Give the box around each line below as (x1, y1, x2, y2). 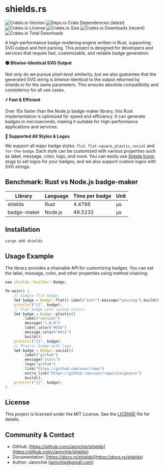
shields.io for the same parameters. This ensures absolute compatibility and (5, 82, 159, 87)
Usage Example (5, 252, 54, 260)
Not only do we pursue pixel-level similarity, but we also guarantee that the (5, 71, 157, 77)
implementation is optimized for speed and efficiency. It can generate (5, 113, 146, 119)
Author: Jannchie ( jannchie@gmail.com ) (12, 459, 94, 465)
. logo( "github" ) (23, 362, 56, 367)
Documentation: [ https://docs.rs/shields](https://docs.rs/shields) (12, 454, 143, 460)
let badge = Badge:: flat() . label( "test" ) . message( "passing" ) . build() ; (14, 298, 162, 303)
